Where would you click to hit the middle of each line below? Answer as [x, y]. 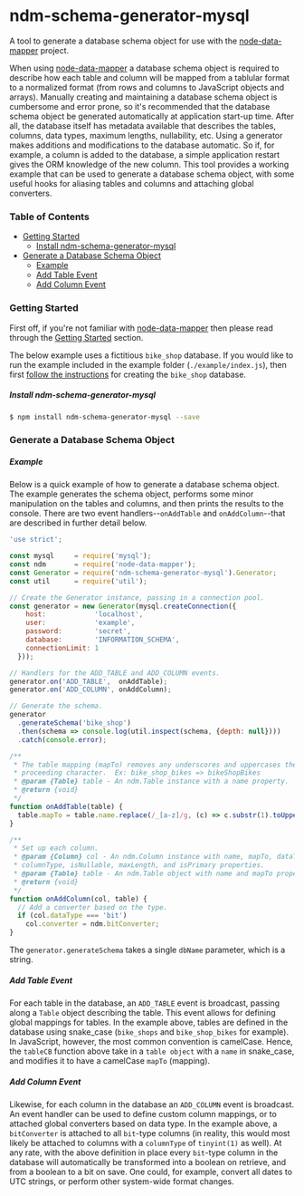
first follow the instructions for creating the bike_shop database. [128, 374]
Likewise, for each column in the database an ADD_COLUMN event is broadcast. [152, 1104]
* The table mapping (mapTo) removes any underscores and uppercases [147, 765]
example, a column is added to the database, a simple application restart [145, 154]
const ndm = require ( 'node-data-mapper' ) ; [103, 564]
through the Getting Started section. [76, 337]
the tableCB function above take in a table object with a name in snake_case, [152, 1051]
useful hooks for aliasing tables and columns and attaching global [132, 183]
